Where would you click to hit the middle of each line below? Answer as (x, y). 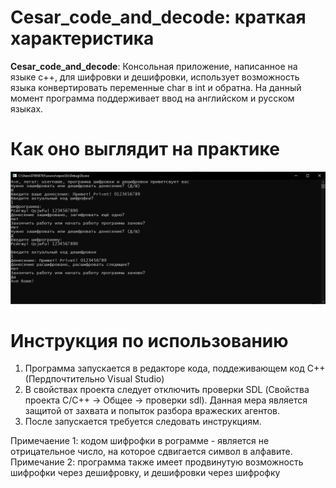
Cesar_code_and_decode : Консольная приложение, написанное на (154, 66)
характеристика (82, 38)
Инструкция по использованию (149, 340)
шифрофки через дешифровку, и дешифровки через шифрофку (145, 473)
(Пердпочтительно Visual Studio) (94, 379)
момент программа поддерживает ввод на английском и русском (152, 98)
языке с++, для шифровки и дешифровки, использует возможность (155, 77)
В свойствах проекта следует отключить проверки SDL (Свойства (167, 390)
